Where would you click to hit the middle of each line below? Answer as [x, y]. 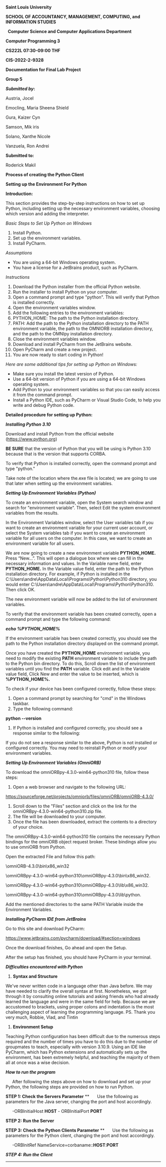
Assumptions [19, 253]
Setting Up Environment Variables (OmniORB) [53, 763]
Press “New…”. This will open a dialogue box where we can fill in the [75, 558]
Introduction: [19, 194]
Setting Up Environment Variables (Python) [51, 493]
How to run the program [31, 1072]
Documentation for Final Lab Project [43, 69]
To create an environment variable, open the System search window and [79, 502]
